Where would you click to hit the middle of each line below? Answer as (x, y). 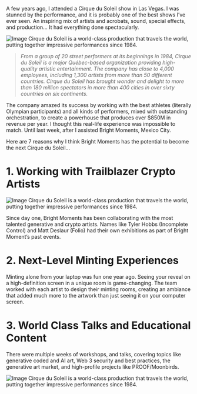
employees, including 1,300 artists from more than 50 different (96, 75)
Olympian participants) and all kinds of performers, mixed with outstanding (97, 111)
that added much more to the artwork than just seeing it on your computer (96, 295)
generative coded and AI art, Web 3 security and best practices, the (88, 360)
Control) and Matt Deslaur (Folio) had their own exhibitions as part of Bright (97, 230)
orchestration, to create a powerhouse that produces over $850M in (89, 118)
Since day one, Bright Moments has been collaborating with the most (90, 218)
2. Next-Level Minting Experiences (93, 261)
